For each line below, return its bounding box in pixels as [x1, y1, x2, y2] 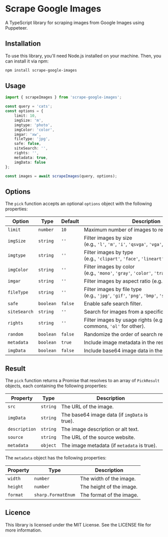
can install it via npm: [5, 58, 49, 64]
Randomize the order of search [83, 331, 157, 338]
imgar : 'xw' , [14, 132, 41, 137]
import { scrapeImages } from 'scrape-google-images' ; [5, 95, 122, 100]
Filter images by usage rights [83, 317, 152, 324]
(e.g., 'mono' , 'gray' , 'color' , [83, 270, 153, 277]
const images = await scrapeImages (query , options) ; [5, 173, 117, 178]
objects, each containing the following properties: [5, 383, 107, 389]
